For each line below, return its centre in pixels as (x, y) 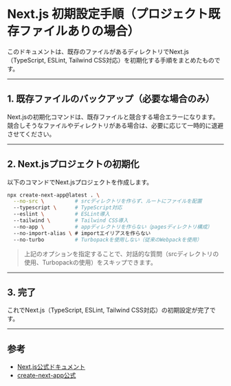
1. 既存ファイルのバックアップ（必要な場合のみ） (111, 99)
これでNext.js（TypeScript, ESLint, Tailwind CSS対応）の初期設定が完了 (108, 310)
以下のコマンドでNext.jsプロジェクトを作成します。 (80, 182)
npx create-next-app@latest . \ (53, 195)
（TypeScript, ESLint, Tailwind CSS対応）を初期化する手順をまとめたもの (111, 60)
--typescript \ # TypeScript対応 (68, 208)
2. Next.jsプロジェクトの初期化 (73, 164)
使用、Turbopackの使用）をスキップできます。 (90, 262)
